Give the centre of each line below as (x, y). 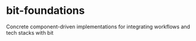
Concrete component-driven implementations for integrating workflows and (98, 27)
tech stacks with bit (30, 32)
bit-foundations (45, 11)
